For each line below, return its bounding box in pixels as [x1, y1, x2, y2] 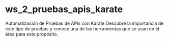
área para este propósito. [5, 31, 59, 37]
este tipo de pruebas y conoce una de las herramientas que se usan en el [5, 25, 159, 31]
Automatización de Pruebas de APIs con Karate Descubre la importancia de [5, 20, 164, 26]
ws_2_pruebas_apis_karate [5, 4, 123, 15]
